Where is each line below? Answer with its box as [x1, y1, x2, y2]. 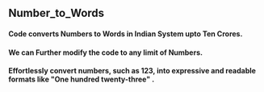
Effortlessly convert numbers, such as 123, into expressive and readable [8, 66, 257, 76]
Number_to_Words [8, 6, 105, 20]
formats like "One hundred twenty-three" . [8, 74, 155, 84]
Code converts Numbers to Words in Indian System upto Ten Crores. [8, 28, 243, 39]
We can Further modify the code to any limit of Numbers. [8, 48, 203, 57]
